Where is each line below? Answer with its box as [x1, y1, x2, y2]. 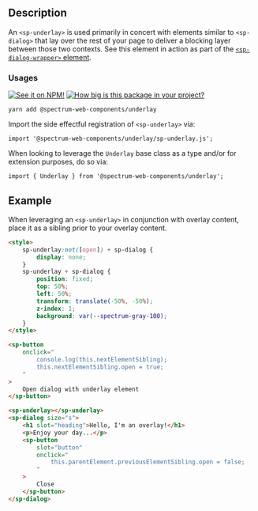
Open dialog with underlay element [22, 385, 140, 393]
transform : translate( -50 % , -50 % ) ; [36, 297, 154, 305]
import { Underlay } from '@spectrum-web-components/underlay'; [8, 172, 224, 180]
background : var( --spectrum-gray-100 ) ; [36, 312, 168, 320]
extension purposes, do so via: [8, 157, 109, 167]
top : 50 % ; [36, 282, 69, 291]
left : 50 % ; [36, 290, 73, 298]
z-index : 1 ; [36, 305, 77, 312]
